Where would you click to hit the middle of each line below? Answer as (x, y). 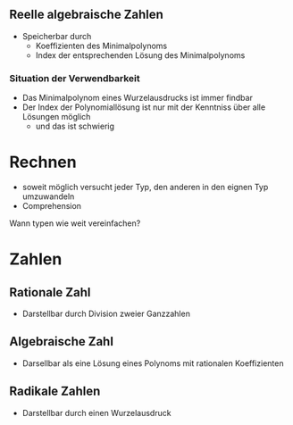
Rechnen (43, 162)
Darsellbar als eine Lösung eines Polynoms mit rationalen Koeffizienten (153, 363)
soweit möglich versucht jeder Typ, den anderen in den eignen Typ (145, 187)
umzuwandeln (48, 196)
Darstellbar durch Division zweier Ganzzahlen (106, 314)
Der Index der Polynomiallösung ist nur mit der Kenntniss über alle (144, 107)
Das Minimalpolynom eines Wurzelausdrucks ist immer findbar (137, 98)
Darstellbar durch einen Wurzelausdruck (96, 412)
